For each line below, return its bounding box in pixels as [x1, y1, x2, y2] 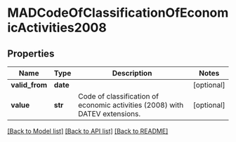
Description [112, 69, 152, 78]
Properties [7, 48, 55, 59]
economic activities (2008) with [78, 100, 184, 110]
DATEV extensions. [78, 109, 141, 118]
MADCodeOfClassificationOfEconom [7, 5, 229, 21]
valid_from [11, 80, 48, 90]
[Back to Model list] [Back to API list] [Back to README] [7, 127, 169, 135]
